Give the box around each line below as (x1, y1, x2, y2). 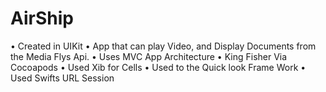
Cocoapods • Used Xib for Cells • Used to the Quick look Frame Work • (10, 61, 307, 73)
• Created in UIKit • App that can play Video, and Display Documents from (10, 40, 317, 52)
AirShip (10, 7, 74, 30)
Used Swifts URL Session (10, 72, 115, 84)
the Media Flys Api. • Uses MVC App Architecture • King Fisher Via (10, 50, 288, 62)
